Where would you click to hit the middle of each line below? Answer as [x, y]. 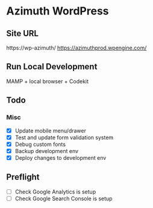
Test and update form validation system [64, 137]
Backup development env [47, 151]
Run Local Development [52, 67]
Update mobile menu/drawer [50, 130]
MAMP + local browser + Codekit [48, 81]
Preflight [23, 177]
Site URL [23, 33]
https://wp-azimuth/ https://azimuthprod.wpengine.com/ [76, 48]
